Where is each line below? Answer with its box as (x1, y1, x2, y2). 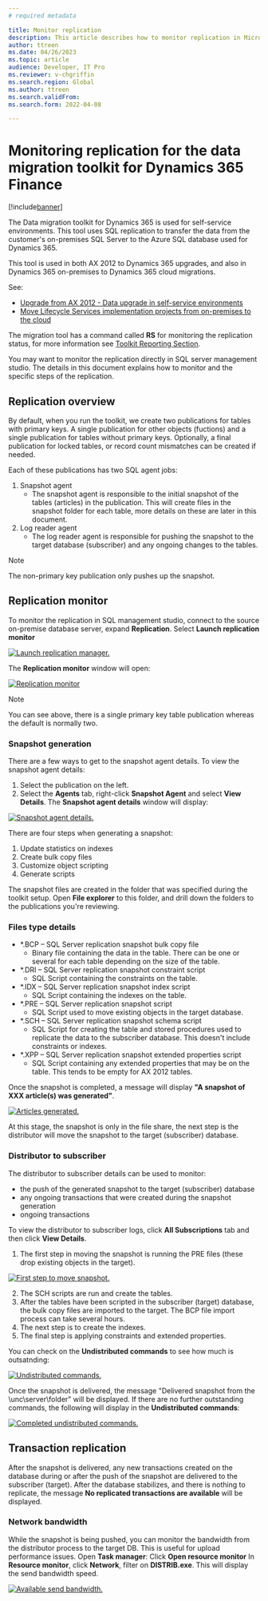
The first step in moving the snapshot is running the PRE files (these (19, 1249, 243, 1258)
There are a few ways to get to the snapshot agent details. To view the (8, 757, 239, 766)
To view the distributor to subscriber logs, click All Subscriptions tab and (8, 1225, 250, 1234)
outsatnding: (8, 1355, 50, 1365)
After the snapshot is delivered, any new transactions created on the (8, 1463, 233, 1472)
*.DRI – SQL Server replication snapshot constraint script (19, 965, 206, 975)
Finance (8, 176, 63, 194)
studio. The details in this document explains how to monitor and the (8, 363, 233, 372)
